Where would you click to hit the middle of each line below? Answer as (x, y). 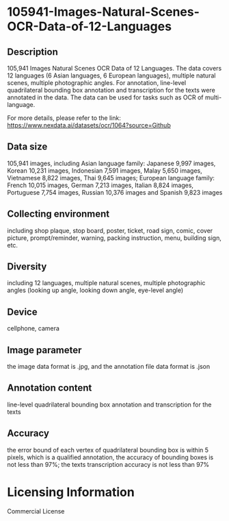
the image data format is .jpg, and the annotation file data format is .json (109, 367)
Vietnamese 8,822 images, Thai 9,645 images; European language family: (111, 178)
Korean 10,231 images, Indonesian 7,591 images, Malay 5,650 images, (105, 170)
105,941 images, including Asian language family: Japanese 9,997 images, (111, 163)
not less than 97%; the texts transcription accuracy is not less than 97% (108, 464)
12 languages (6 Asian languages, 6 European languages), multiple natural (111, 75)
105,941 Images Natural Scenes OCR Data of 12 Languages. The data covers (114, 68)
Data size (27, 147)
